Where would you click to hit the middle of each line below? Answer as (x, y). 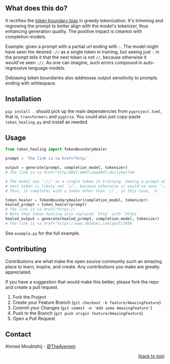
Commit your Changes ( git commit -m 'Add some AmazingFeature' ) (82, 307)
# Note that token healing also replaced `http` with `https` (72, 214)
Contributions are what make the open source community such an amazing (83, 261)
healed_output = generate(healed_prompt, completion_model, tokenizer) (82, 219)
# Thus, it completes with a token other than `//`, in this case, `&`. (83, 191)
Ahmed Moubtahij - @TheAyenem (40, 346)
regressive (16, 68)
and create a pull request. (32, 287)
